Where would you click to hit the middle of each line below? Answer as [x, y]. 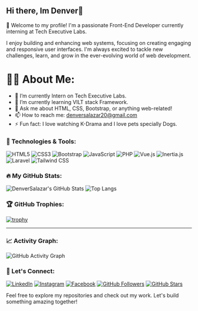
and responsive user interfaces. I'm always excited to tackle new [85, 49]
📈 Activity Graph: [32, 241]
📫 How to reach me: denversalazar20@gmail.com [76, 115]
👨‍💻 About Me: [40, 79]
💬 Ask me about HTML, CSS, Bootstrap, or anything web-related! [93, 108]
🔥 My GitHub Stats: [34, 176]
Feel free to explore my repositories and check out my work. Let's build [93, 296]
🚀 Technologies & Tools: [41, 141]
